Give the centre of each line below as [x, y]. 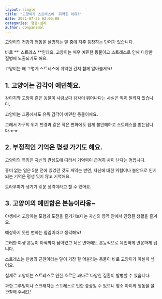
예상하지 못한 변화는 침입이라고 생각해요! [43, 232]
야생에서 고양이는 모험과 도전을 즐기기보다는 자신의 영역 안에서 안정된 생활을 [77, 216]
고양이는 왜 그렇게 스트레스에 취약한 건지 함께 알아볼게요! [59, 69]
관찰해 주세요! [18, 292]
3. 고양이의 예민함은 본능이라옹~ [50, 203]
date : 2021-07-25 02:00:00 [32, 18]
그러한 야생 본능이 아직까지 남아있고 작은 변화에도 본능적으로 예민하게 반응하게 [79, 242]
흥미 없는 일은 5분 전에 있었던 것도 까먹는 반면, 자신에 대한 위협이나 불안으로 [76, 170]
